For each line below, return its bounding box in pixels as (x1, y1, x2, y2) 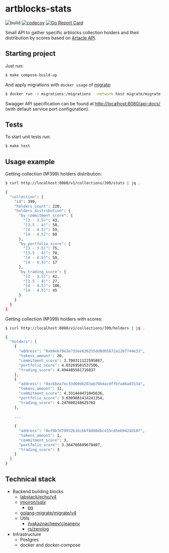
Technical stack (5, 475, 56, 483)
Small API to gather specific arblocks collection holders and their (5, 29, 139, 35)
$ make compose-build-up (5, 73, 57, 78)
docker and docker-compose (20, 542, 80, 548)
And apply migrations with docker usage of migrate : (5, 82, 112, 88)
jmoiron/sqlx (20, 499, 46, 505)
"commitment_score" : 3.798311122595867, (18, 358, 105, 363)
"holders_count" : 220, (14, 203, 62, 209)
